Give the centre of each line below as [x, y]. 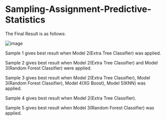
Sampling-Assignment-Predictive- [78, 9]
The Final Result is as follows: [36, 33]
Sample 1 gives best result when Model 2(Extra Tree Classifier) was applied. [83, 53]
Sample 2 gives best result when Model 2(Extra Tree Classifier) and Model [82, 62]
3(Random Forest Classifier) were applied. [48, 68]
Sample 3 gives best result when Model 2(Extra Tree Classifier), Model [78, 77]
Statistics [25, 20]
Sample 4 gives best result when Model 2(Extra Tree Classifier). [71, 98]
